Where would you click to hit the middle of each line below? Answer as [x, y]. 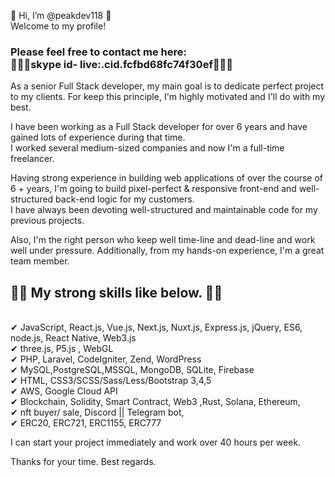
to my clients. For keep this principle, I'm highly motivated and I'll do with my [168, 97]
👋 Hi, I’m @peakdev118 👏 [61, 15]
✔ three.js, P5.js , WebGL [62, 349]
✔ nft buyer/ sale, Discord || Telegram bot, [97, 412]
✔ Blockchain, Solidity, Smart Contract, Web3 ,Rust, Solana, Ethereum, [155, 402]
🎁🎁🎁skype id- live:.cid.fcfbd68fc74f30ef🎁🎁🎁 [122, 64]
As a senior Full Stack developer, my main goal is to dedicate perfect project [167, 86]
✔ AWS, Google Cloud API [64, 391]
